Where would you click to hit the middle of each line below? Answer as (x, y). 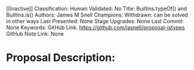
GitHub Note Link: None (35, 34)
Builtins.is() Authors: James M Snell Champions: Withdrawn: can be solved (97, 15)
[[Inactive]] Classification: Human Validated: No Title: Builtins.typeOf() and (97, 9)
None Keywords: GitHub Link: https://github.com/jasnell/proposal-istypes (96, 27)
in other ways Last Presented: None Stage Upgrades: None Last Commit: (95, 21)
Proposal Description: (61, 58)
